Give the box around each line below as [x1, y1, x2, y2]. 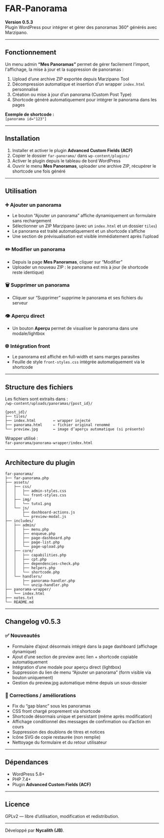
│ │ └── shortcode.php [5, 570, 60, 575]
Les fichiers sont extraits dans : [5, 396, 68, 402]
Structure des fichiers [5, 383, 73, 391]
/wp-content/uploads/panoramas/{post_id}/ [5, 401, 93, 406]
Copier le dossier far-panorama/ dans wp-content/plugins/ [12, 153, 130, 158]
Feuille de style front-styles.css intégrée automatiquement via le [12, 359, 145, 365]
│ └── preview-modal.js [5, 514, 67, 519]
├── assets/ [5, 480, 29, 485]
